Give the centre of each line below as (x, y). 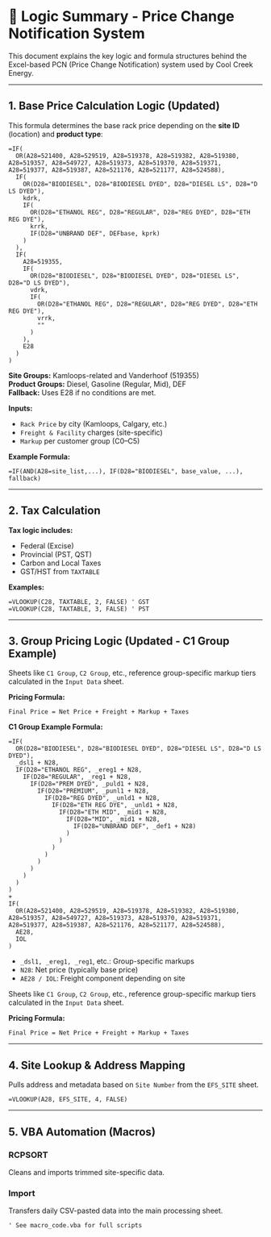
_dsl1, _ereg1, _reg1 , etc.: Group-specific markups (107, 961)
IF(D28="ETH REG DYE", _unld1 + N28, (115, 806)
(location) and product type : (56, 134)
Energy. (21, 73)
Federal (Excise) (47, 546)
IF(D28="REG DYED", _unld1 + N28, (102, 798)
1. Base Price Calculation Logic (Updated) (114, 106)
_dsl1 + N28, (38, 763)
